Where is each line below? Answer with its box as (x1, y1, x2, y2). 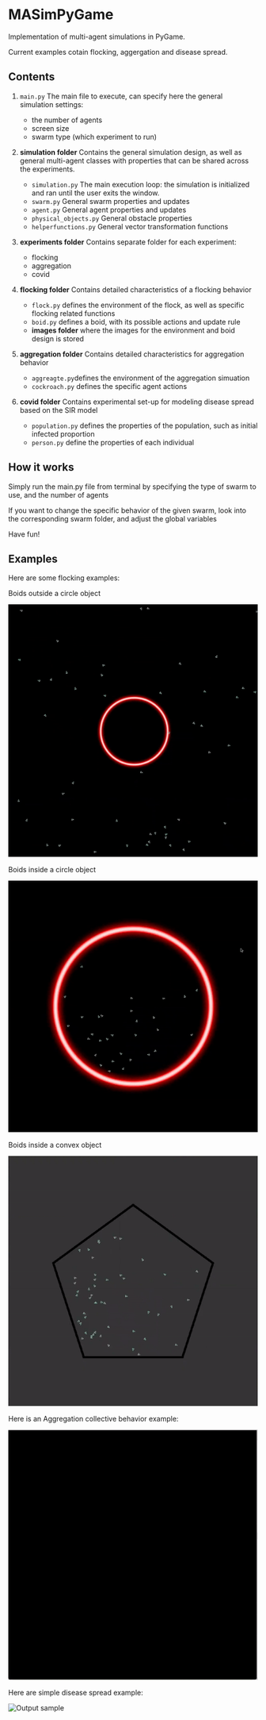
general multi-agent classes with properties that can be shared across (19, 156, 249, 165)
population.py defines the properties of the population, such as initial (31, 421, 258, 430)
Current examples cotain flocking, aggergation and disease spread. (8, 47, 228, 56)
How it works (8, 460, 74, 474)
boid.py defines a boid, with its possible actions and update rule (31, 317, 241, 326)
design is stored (31, 333, 85, 343)
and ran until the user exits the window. (31, 188, 160, 198)
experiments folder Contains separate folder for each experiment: (19, 237, 237, 247)
